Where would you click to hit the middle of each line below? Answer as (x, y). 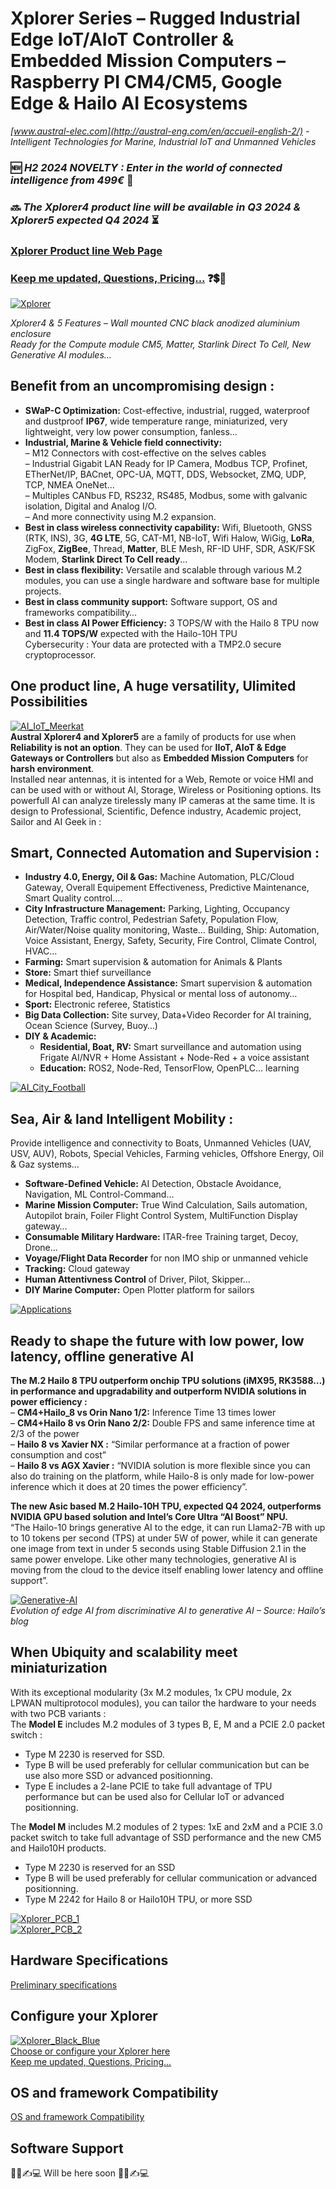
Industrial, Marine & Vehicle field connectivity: (123, 442)
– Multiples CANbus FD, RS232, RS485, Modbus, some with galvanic (166, 495)
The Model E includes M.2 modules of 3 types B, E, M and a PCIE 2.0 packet (168, 1724)
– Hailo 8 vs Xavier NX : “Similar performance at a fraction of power (150, 1444)
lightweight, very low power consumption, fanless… (131, 431)
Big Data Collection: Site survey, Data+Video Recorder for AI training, (168, 1015)
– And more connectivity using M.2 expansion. (120, 516)
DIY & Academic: (60, 1036)
